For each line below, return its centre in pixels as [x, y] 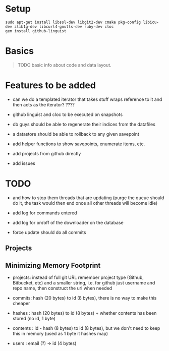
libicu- [151, 22]
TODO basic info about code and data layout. [65, 65]
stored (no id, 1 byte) [34, 318]
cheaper [21, 303]
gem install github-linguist [36, 31]
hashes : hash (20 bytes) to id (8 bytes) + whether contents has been [84, 313]
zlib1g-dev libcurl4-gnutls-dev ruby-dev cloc [64, 26]
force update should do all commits [49, 232]
